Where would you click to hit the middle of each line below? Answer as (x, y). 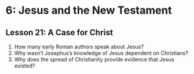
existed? (24, 66)
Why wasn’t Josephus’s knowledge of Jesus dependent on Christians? (101, 53)
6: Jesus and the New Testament (89, 10)
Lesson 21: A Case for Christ (59, 33)
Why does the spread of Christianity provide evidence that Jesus (94, 59)
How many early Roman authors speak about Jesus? (79, 47)
